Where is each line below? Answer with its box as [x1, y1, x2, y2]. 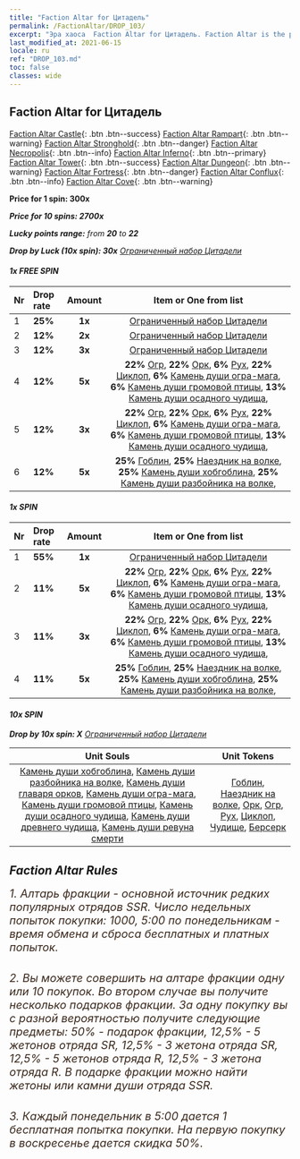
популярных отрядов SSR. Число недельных [9, 899, 252, 914]
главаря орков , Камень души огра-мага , [18, 788, 196, 800]
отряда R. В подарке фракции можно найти [9, 1064, 248, 1079]
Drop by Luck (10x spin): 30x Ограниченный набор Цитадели [9, 245, 243, 256]
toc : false [9, 64, 50, 72]
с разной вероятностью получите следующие [9, 1010, 261, 1026]
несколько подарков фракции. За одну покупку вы [9, 997, 288, 1012]
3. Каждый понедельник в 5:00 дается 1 [9, 1109, 228, 1123]
